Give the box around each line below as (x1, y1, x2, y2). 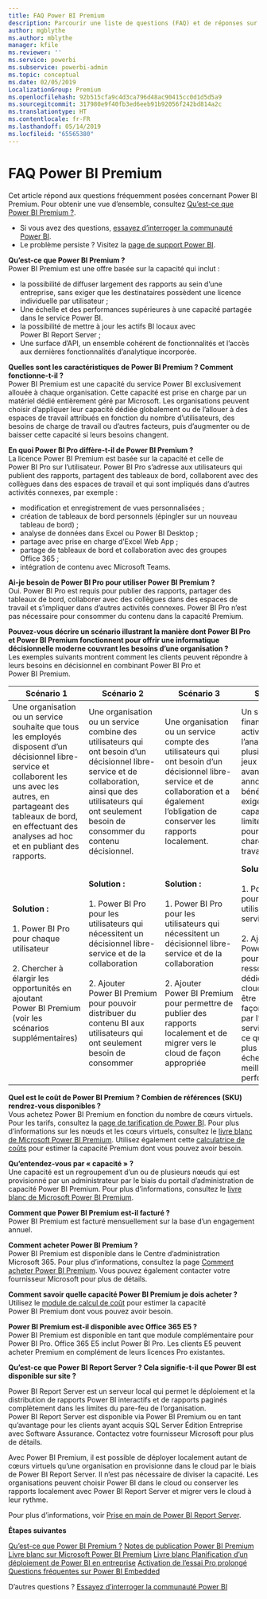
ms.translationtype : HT (8, 108, 87, 116)
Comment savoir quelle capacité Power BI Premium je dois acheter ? (8, 1290, 238, 1299)
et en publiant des (12, 840, 79, 851)
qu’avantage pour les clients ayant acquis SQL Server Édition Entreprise (8, 1420, 244, 1430)
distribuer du (88, 1007, 137, 1018)
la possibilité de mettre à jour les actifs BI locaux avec (19, 321, 196, 331)
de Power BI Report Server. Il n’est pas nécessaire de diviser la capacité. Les (8, 1469, 259, 1479)
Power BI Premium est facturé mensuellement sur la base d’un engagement (8, 1216, 255, 1226)
